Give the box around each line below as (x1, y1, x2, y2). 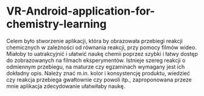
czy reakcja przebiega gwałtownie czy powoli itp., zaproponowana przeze (6, 76, 192, 83)
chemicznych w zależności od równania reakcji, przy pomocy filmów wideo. (6, 44, 197, 51)
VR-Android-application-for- (6, 4, 155, 18)
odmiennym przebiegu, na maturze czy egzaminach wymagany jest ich (6, 63, 185, 70)
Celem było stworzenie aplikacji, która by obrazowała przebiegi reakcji (6, 37, 183, 44)
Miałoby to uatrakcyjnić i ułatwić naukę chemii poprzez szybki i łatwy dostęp (6, 50, 198, 57)
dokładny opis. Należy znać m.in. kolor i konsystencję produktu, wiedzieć (6, 69, 191, 77)
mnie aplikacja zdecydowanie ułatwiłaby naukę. (6, 82, 125, 89)
